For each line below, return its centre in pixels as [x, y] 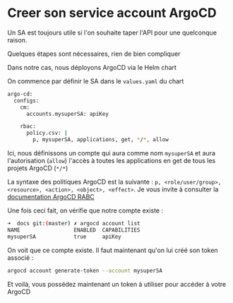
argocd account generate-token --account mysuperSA [85, 271]
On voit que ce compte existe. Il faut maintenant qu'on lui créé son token [113, 250]
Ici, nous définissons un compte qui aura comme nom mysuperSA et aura [111, 153]
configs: [26, 100]
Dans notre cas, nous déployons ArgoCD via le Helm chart [92, 67]
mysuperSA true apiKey [64, 237]
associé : [20, 257]
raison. [17, 40]
